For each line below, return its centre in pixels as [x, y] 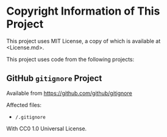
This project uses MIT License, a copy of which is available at [83, 41]
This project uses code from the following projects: [70, 59]
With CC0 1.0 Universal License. [47, 128]
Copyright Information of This [83, 11]
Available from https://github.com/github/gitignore [69, 93]
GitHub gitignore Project [54, 78]
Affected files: [24, 105]
